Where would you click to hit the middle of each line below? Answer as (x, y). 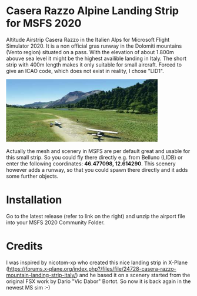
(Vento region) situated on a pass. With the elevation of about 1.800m (90, 52)
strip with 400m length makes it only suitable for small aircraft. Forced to (94, 64)
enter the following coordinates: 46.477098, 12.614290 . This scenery (91, 164)
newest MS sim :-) (28, 287)
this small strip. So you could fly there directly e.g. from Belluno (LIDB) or (95, 157)
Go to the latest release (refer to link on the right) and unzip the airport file (96, 216)
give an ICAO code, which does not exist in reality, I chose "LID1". (85, 71)
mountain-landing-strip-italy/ (41, 275)
